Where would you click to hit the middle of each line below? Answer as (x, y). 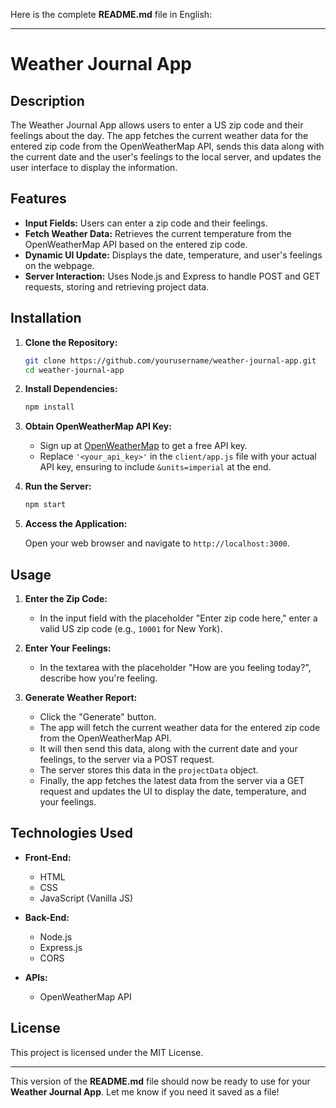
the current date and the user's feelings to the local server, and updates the (166, 157)
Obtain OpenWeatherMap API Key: (98, 426)
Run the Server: (58, 486)
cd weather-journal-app (74, 370)
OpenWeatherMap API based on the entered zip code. (136, 244)
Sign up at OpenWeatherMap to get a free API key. (143, 446)
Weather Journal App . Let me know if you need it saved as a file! (145, 1091)
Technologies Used (71, 833)
